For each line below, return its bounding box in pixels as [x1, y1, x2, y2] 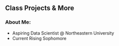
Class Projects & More [5, 4, 75, 12]
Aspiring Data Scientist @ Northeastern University [12, 30, 115, 36]
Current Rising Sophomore [12, 35, 67, 41]
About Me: [5, 19, 31, 26]
